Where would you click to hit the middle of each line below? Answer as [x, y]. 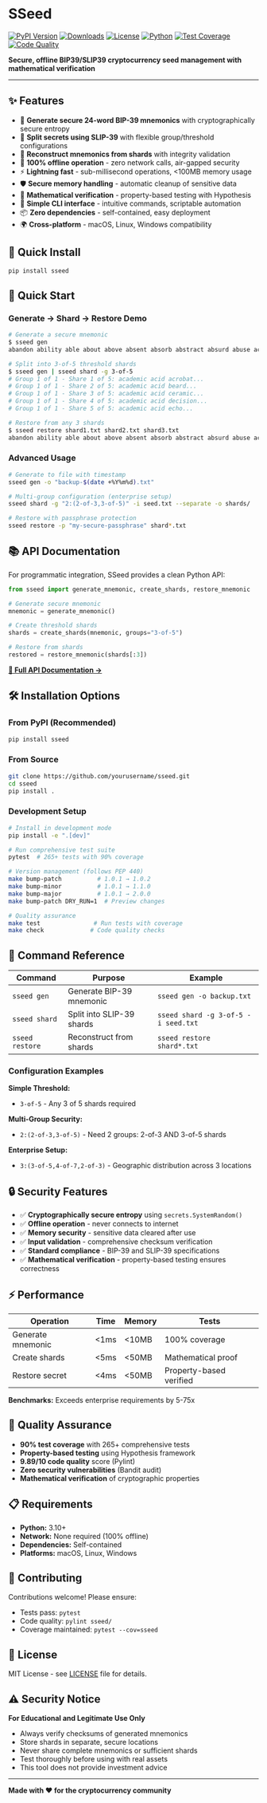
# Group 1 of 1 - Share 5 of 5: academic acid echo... [101, 408]
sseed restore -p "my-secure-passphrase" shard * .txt [97, 526]
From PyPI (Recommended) [62, 722]
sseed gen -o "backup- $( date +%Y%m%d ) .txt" [81, 482]
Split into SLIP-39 [101, 1014]
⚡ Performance [46, 1295]
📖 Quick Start [42, 295]
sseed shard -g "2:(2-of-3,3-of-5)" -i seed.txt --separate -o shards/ [129, 504]
